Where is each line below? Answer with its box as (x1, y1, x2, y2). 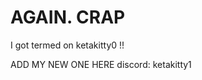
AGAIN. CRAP (10, 6, 126, 29)
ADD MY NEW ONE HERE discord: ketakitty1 (10, 58, 192, 70)
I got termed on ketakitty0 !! (10, 39, 125, 51)
